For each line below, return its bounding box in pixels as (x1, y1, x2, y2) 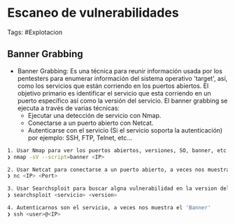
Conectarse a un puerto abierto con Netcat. (27, 119, 154, 127)
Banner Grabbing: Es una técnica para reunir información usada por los (17, 66, 222, 75)
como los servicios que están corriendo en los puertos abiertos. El (17, 82, 209, 90)
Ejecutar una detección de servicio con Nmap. (27, 111, 162, 119)
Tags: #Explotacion (7, 28, 63, 36)
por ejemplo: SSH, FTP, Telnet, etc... (27, 133, 133, 142)
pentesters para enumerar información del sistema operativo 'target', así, (17, 74, 228, 82)
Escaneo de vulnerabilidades (7, 5, 180, 21)
